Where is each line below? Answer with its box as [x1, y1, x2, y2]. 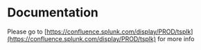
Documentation [7, 5, 99, 21]
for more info [157, 34, 195, 42]
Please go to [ [7, 27, 47, 36]
